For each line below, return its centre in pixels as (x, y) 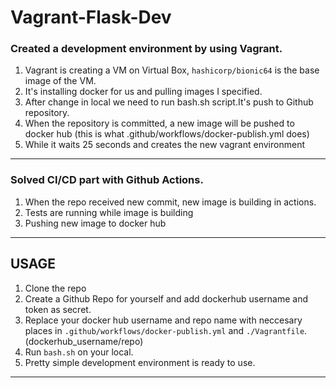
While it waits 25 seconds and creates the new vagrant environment (164, 145)
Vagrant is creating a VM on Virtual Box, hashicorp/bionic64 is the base (172, 70)
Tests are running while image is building (109, 212)
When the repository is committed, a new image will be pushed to (159, 123)
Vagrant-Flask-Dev (91, 17)
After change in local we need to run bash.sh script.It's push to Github (169, 102)
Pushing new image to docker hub (95, 223)
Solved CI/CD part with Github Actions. (107, 180)
